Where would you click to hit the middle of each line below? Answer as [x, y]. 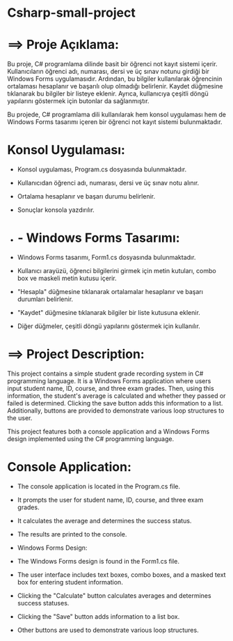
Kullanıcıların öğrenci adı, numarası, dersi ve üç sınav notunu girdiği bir [109, 72]
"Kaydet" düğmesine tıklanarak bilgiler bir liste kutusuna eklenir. [109, 312]
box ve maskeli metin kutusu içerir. [67, 278]
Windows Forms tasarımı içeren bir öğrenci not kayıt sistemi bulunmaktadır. [115, 122]
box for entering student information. [70, 582]
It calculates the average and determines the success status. [104, 520]
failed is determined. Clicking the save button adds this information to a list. [115, 403]
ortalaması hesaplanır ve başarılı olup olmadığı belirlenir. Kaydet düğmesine [115, 86]
